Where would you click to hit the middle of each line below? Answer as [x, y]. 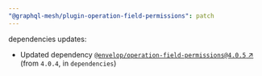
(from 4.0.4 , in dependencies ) [68, 63]
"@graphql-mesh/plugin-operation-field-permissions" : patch [112, 16]
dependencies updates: [48, 39]
